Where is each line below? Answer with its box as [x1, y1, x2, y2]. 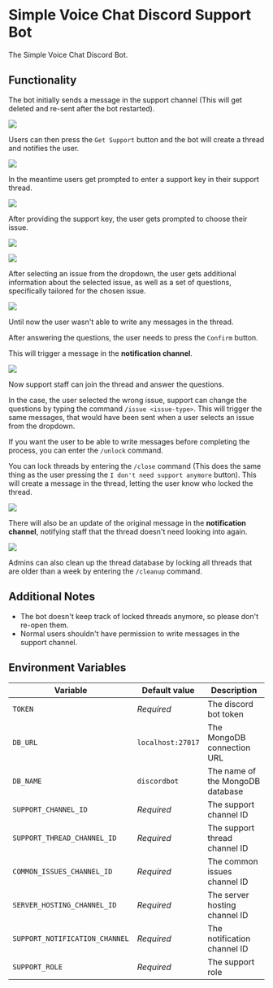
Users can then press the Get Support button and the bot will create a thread [8, 134, 265, 144]
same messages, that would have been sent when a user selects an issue [8, 412, 254, 422]
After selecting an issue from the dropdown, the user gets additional [8, 268, 237, 278]
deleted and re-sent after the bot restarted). [8, 103, 155, 113]
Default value [141, 685, 195, 696]
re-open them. [19, 620, 69, 630]
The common [206, 856, 258, 867]
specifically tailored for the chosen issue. [8, 286, 146, 296]
